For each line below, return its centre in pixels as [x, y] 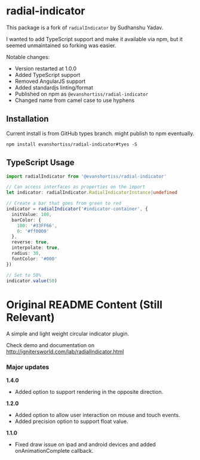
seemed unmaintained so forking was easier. [61, 45]
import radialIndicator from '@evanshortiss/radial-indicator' [87, 176]
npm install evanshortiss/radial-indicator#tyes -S [72, 144]
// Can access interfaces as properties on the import [76, 187]
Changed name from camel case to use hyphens [75, 100]
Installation [27, 119]
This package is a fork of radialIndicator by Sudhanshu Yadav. [85, 27]
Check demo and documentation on [50, 345]
